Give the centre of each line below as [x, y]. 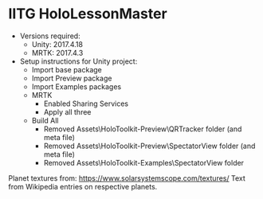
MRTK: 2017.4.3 [57, 53]
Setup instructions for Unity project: [79, 61]
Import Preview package [72, 78]
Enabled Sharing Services [86, 103]
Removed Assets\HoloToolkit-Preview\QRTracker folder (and [143, 129]
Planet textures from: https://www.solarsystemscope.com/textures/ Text [127, 178]
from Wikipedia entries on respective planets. [83, 186]
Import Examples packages [77, 86]
